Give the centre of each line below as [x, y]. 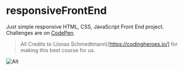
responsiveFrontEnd [56, 11]
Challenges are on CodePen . [40, 32]
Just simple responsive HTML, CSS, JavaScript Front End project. [85, 27]
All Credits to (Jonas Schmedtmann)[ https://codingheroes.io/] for [99, 44]
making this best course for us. [58, 50]
